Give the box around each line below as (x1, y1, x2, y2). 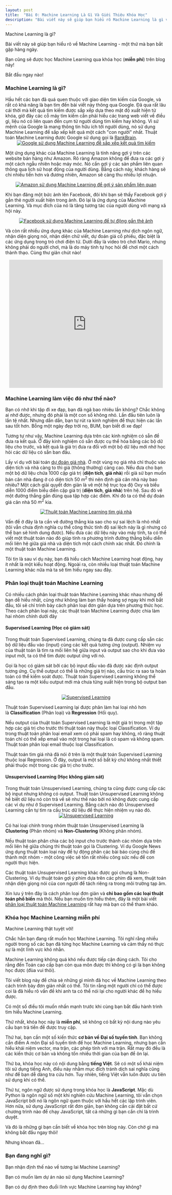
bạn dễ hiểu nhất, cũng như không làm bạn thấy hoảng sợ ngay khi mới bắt (5, 597, 163, 603)
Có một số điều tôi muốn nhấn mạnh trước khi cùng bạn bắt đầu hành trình (5, 1003, 163, 1010)
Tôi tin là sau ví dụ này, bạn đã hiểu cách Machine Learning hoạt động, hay (5, 556, 163, 562)
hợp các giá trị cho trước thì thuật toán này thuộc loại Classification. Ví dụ (5, 725, 160, 731)
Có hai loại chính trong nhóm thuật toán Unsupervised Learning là (5, 822, 144, 828)
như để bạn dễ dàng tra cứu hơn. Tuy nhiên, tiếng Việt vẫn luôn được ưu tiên (5, 1071, 166, 1078)
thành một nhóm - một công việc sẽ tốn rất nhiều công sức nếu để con (5, 854, 155, 860)
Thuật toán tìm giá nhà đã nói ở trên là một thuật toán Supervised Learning (5, 751, 162, 757)
